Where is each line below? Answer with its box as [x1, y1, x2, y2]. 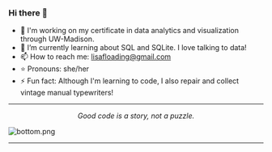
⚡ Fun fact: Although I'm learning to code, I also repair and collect [19, 76, 240, 86]
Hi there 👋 [8, 7, 49, 19]
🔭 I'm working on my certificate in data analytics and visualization [19, 26, 239, 36]
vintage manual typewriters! [19, 88, 114, 98]
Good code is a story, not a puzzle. [77, 111, 195, 120]
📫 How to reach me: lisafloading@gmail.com [19, 52, 172, 61]
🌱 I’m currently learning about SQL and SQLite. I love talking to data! [19, 43, 247, 53]
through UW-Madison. [19, 34, 95, 44]
